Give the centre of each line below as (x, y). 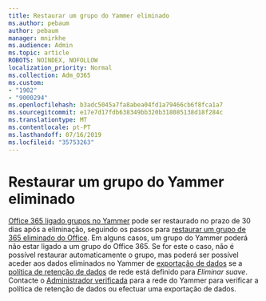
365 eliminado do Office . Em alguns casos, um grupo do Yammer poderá (128, 238)
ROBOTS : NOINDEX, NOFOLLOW (53, 61)
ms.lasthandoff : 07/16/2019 (55, 134)
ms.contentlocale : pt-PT (50, 127)
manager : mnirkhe (37, 38)
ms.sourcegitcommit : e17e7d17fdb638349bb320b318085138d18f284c (116, 113)
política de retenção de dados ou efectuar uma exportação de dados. (123, 289)
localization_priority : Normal (60, 68)
